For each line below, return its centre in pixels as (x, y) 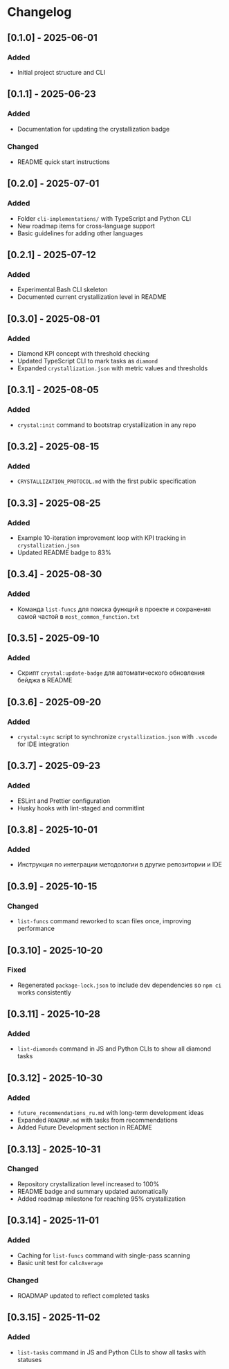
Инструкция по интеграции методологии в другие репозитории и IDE (120, 864)
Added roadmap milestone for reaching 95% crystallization (101, 1199)
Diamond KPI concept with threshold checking (83, 353)
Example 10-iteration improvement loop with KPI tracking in (101, 538)
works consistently (44, 992)
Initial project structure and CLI (61, 72)
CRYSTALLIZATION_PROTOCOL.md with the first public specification (107, 481)
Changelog (39, 12)
